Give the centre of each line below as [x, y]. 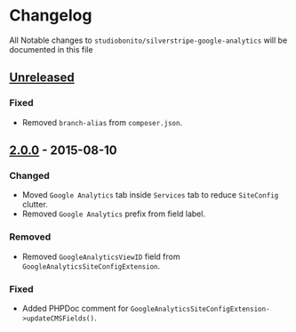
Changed [30, 175]
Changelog [51, 16]
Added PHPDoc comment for [75, 308]
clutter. [35, 205]
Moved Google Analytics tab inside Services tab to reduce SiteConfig [150, 195]
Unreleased [42, 78]
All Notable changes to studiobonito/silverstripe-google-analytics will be [148, 40]
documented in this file [51, 49]
